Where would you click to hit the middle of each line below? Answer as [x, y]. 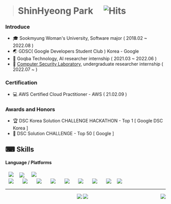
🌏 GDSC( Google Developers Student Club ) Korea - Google [76, 52]
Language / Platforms [28, 163]
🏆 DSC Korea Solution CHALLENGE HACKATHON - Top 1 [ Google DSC [88, 121]
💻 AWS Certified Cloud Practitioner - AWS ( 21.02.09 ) [70, 94]
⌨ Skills [20, 150]
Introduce [18, 27]
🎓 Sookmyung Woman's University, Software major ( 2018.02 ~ [80, 38]
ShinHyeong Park [55, 11]
